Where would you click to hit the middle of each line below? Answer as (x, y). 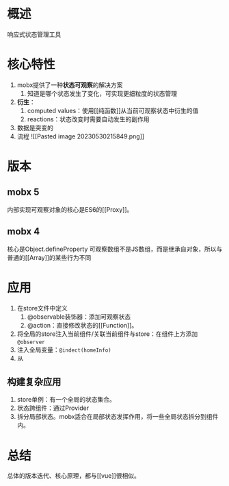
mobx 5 (23, 192)
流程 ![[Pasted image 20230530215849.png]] (81, 136)
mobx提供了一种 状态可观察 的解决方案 (70, 85)
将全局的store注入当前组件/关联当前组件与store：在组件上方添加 (107, 334)
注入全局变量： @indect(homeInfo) (64, 350)
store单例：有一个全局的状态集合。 (66, 400)
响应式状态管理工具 (34, 34)
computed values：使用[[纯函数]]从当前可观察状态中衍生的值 (113, 110)
